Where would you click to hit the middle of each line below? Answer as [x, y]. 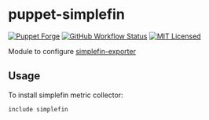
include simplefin [38, 109]
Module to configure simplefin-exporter [72, 51]
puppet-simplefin [67, 15]
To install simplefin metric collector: [66, 95]
